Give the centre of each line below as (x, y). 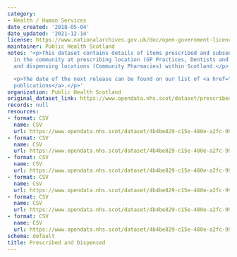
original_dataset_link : (42, 99)
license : (20, 40)
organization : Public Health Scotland (64, 92)
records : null (28, 105)
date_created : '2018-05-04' (49, 27)
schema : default (31, 236)
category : (22, 14)
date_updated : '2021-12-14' (49, 33)
